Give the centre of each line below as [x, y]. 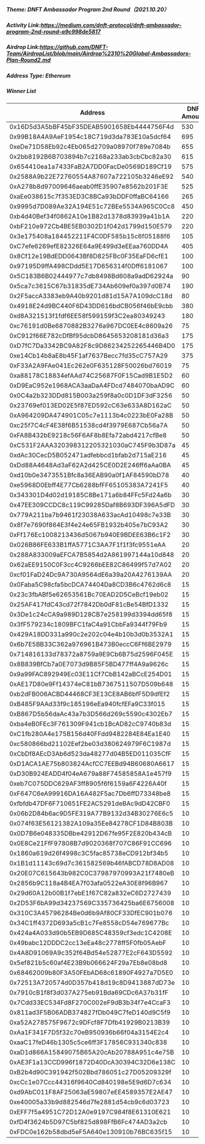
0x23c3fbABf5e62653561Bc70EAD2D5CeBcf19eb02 [89, 595]
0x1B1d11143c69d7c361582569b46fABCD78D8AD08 [92, 864]
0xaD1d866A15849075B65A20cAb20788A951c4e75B [92, 1052]
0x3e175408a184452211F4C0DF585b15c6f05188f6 [90, 236]
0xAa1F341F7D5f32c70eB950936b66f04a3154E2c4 [89, 1033]
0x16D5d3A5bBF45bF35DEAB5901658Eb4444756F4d [92, 127]
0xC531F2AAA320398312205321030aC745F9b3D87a [92, 445]
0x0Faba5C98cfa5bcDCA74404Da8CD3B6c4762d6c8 [90, 585]
